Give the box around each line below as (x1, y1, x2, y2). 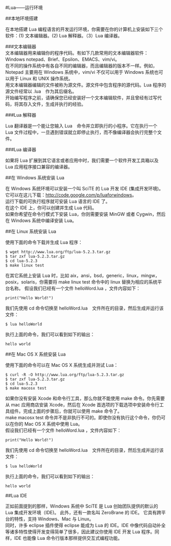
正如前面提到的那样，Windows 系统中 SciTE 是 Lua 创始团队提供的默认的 (5, 503, 158, 509)
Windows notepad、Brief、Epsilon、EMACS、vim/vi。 (5, 56, 120, 62)
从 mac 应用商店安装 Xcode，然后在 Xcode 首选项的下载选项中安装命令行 (5, 402, 160, 408)
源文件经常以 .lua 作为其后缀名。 (5, 89, 77, 94)
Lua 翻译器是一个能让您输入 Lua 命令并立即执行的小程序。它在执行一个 (5, 123, 157, 129)
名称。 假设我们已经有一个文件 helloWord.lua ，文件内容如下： (9, 286, 141, 291)
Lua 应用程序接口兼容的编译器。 (5, 164, 72, 170)
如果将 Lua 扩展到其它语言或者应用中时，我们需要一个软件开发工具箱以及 (5, 158, 159, 163)
